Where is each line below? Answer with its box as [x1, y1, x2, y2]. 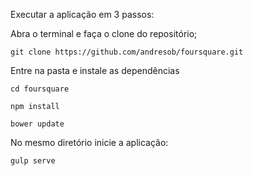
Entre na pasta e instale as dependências [10, 65, 180, 76]
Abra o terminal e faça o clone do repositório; [10, 28, 198, 39]
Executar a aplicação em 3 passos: [10, 9, 155, 20]
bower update [10, 119, 65, 129]
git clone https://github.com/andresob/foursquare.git [10, 47, 244, 57]
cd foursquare [10, 84, 70, 94]
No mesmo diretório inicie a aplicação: [10, 137, 169, 148]
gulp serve [10, 156, 56, 166]
